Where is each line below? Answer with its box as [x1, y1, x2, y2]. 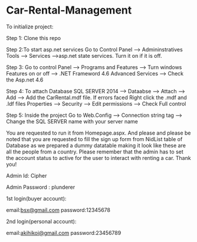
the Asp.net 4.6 [6, 76, 44, 83]
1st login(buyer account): [6, 195, 67, 202]
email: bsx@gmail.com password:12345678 [6, 206, 111, 213]
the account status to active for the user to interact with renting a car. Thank [6, 154, 191, 161]
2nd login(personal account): [6, 218, 77, 225]
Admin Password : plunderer [6, 184, 75, 191]
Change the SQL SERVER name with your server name [6, 117, 139, 125]
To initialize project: [6, 23, 54, 30]
